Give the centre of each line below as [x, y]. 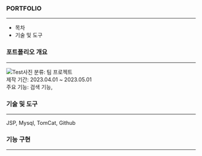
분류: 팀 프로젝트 [53, 72]
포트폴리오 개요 [27, 52]
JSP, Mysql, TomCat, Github [41, 123]
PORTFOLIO [24, 8]
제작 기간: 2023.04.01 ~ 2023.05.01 [49, 79]
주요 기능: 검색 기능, [29, 87]
